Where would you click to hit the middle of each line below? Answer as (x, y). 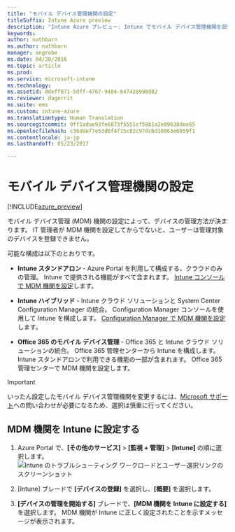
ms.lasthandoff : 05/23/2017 (48, 144)
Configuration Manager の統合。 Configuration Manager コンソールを (117, 309)
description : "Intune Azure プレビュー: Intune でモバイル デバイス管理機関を (115, 27)
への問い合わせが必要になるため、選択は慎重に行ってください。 (105, 405)
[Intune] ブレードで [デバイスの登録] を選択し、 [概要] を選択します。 (116, 489)
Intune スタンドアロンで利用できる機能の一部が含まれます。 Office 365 (120, 359)
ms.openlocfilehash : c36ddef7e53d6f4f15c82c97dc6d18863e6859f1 (101, 131)
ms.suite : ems (28, 105)
